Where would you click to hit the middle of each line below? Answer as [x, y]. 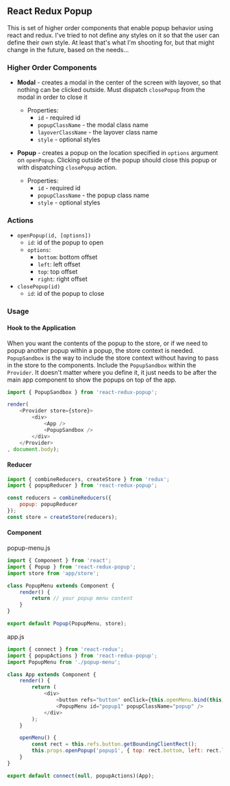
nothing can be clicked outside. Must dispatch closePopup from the [111, 90]
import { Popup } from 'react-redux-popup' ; [72, 567]
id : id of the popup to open [65, 242]
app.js [16, 636]
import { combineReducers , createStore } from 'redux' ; [88, 479]
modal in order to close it [52, 97]
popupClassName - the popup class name [93, 196]
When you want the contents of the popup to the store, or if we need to [107, 343]
